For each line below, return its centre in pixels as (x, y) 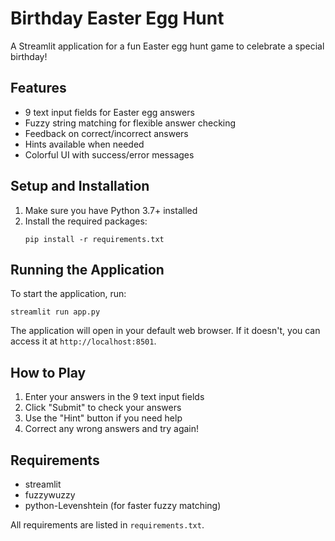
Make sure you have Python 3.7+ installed (111, 210)
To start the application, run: (68, 294)
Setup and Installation (80, 186)
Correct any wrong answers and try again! (112, 429)
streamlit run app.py (55, 312)
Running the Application (87, 269)
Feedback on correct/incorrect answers (106, 133)
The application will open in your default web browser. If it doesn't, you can (165, 331)
